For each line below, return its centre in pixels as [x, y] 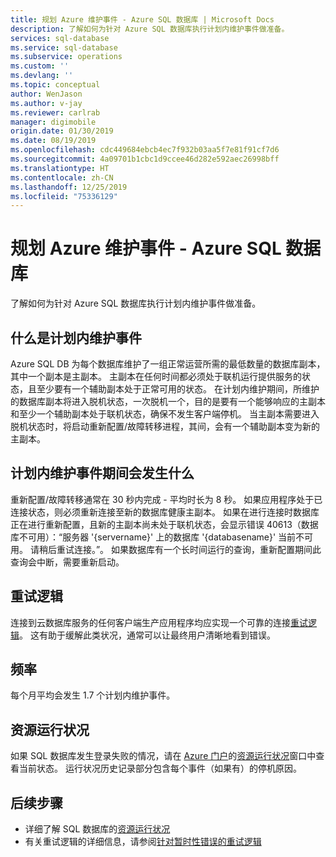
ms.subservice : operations [66, 57]
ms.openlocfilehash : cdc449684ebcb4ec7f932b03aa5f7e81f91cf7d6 [145, 150]
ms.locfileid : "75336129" [64, 196]
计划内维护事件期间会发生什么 [102, 473]
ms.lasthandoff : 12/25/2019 [69, 187]
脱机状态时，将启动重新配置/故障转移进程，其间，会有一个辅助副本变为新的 [165, 426]
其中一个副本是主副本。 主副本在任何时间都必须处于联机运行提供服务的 [156, 376]
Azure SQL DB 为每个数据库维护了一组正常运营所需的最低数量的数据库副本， [168, 364]
